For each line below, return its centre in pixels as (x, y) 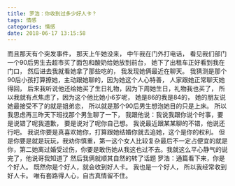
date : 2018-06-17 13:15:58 (47, 33)
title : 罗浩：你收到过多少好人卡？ (52, 14)
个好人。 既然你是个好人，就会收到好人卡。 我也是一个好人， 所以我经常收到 (117, 167)
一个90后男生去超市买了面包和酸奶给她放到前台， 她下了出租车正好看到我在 (116, 63)
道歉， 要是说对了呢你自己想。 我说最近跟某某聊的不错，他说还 (134, 123)
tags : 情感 (22, 20)
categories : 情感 (31, 26)
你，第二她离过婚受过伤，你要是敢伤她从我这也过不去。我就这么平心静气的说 (117, 150)
